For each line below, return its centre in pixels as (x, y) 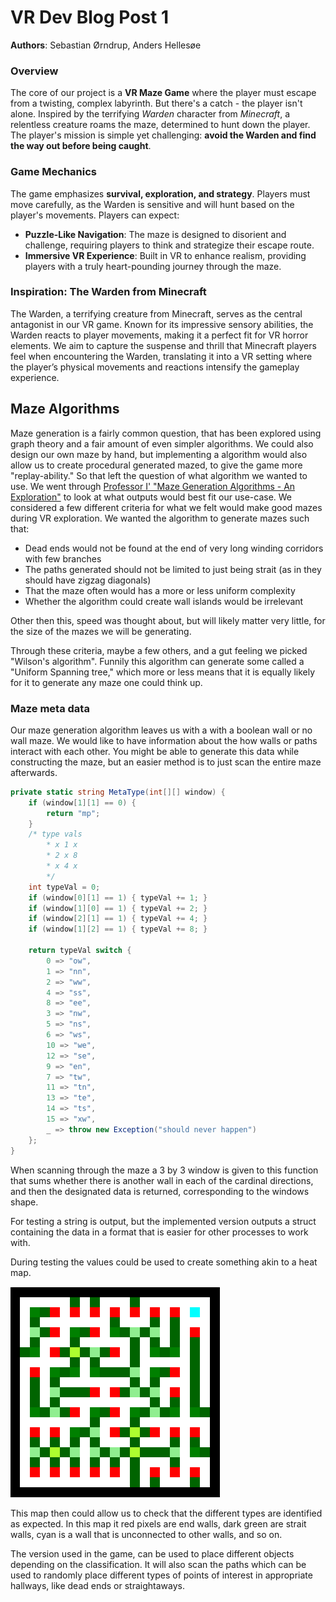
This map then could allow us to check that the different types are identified (166, 1513)
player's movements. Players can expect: (95, 215)
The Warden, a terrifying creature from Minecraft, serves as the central (156, 313)
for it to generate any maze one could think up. (106, 682)
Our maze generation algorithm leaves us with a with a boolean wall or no (161, 730)
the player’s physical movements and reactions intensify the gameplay (155, 367)
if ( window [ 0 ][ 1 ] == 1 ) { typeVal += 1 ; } (118, 897)
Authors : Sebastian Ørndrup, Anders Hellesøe (106, 45)
